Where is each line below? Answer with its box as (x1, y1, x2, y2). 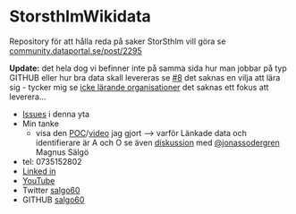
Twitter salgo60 (21, 184, 80, 195)
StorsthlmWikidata (9, 6, 152, 27)
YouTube (21, 175, 55, 185)
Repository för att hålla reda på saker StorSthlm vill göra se (9, 36, 226, 47)
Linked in (21, 166, 56, 176)
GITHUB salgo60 (21, 194, 85, 205)
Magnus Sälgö (35, 146, 89, 158)
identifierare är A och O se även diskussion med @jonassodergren (35, 137, 280, 148)
